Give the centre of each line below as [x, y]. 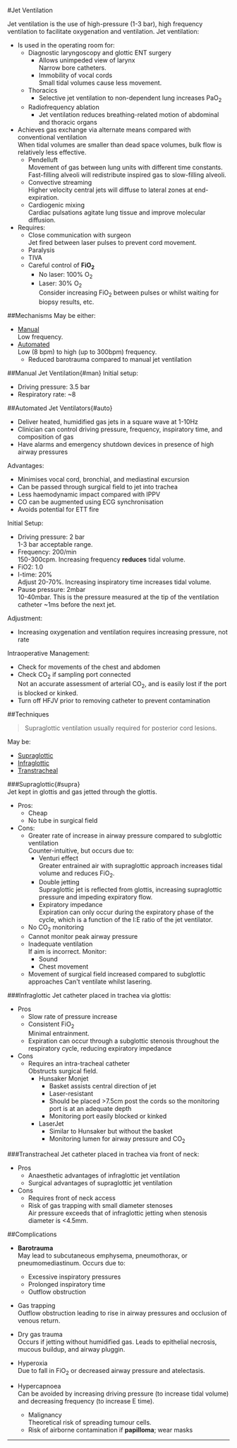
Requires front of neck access [72, 1198]
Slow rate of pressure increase [73, 1017]
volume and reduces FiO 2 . [77, 874]
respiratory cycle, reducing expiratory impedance [100, 1048]
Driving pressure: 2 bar [51, 537]
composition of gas [45, 437]
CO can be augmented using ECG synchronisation [90, 501]
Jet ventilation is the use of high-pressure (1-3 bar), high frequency [105, 24]
